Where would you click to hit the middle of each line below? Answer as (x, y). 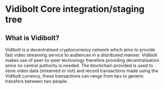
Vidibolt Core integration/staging (75, 9)
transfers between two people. (37, 81)
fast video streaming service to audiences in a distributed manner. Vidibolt (81, 55)
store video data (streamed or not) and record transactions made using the (82, 71)
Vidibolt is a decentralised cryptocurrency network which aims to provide (80, 50)
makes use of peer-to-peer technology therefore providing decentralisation (82, 60)
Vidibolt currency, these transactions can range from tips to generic (75, 76)
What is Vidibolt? (32, 38)
